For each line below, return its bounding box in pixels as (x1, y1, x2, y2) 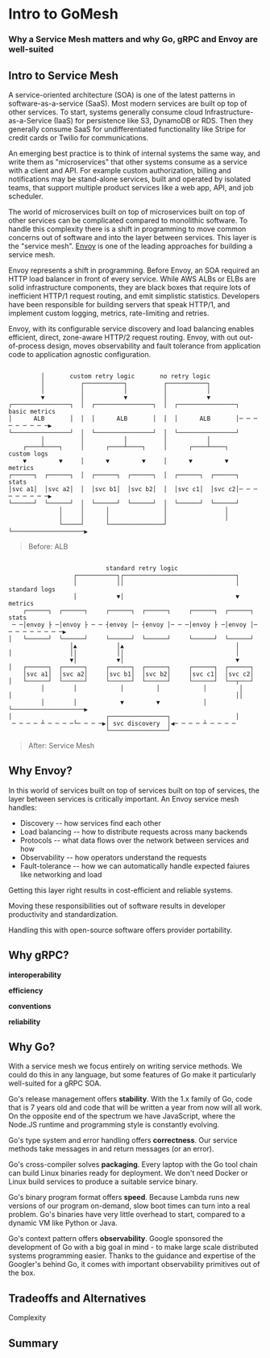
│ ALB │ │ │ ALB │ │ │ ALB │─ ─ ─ (8, 414, 258, 423)
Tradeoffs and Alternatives (8, 1291, 147, 1305)
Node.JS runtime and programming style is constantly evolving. (8, 1120, 220, 1130)
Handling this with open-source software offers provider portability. (8, 925, 233, 935)
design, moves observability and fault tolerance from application (47, 340, 261, 351)
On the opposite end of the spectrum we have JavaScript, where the (8, 1111, 236, 1121)
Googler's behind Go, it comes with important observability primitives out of (8, 1260, 260, 1269)
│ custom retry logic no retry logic (40, 372, 211, 380)
